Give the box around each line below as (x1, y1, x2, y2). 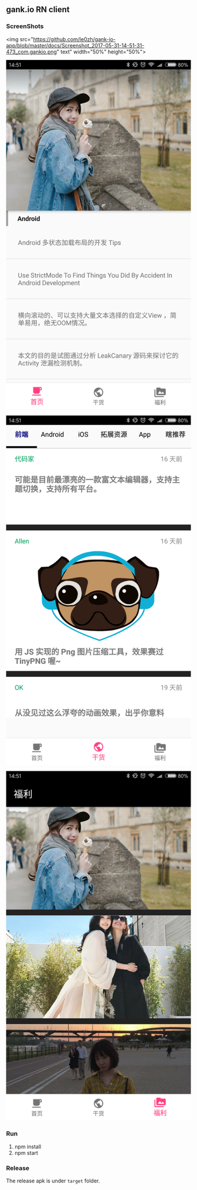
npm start (14, 1149, 38, 1156)
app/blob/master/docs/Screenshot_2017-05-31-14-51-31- (6, 42, 145, 49)
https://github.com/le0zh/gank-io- (33, 35, 116, 43)
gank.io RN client (6, 5, 70, 15)
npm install (14, 1143, 42, 1150)
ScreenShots (6, 22, 44, 31)
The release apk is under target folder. (6, 1177, 100, 1184)
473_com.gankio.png (6, 48, 57, 55)
